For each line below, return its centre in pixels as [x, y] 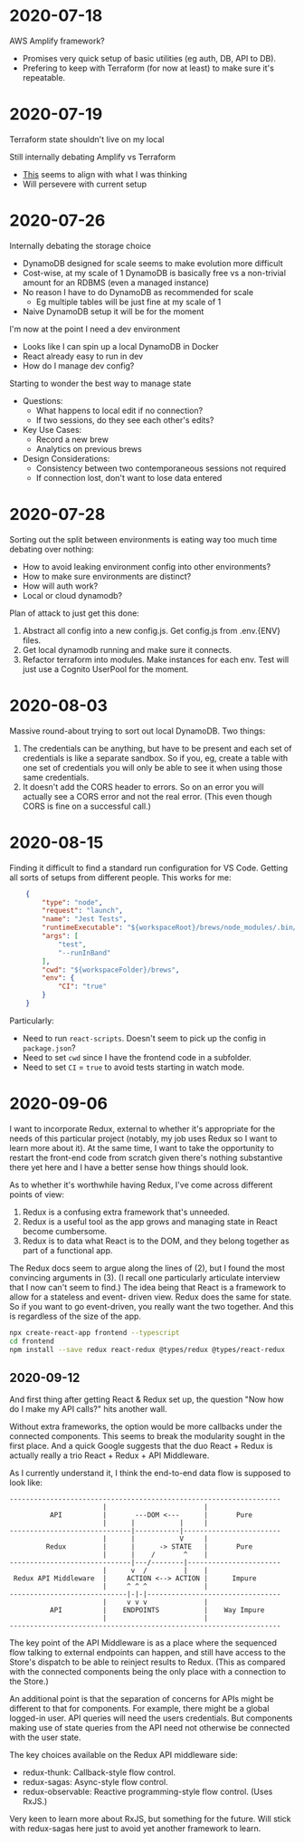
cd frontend [32, 1341]
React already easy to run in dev [82, 356]
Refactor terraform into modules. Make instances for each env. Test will [156, 659]
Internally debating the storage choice [81, 245]
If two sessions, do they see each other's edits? [125, 420]
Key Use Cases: [52, 429]
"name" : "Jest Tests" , [85, 919]
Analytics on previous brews [89, 448]
